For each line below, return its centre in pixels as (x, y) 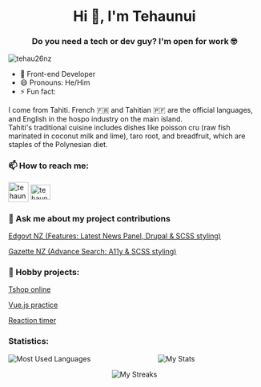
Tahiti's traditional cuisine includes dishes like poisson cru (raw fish (119, 128)
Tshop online (30, 289)
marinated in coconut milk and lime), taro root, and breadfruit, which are (127, 136)
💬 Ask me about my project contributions (89, 218)
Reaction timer (32, 321)
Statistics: (29, 341)
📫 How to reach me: (49, 166)
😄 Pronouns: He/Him (55, 82)
